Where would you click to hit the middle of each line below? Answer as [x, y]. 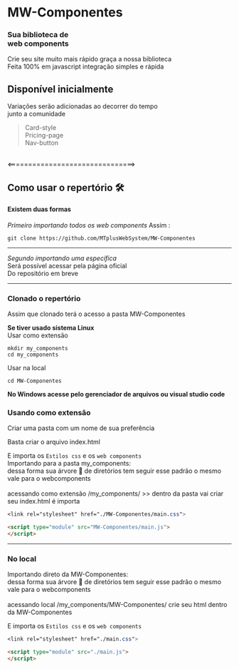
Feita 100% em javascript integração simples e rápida [86, 67]
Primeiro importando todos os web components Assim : [89, 225]
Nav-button [42, 143]
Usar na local [27, 368]
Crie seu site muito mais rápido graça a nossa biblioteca [90, 59]
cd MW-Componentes [34, 381]
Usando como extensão [49, 413]
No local [22, 559]
